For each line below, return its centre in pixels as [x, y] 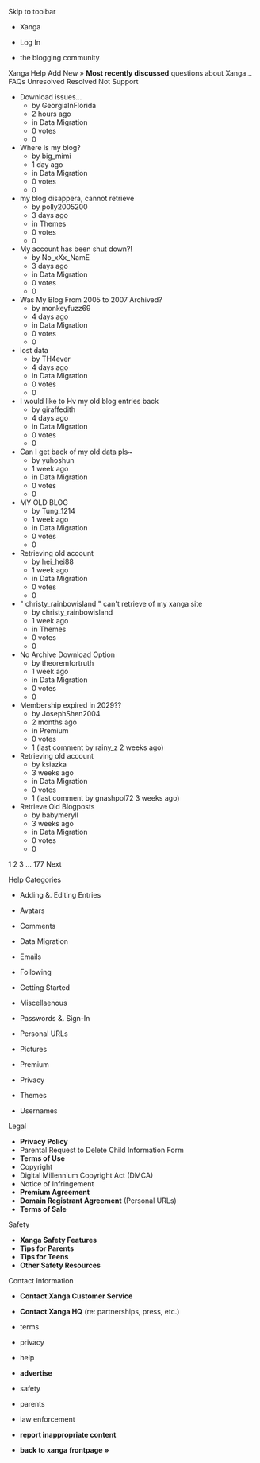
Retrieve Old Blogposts [57, 807]
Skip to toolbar [32, 12]
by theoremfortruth [63, 663]
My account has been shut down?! [76, 249]
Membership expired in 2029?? [71, 705]
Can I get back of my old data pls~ [76, 452]
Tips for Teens [44, 1257]
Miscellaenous [43, 1003]
